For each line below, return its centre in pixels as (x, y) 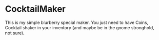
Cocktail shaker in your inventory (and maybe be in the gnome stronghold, (80, 27)
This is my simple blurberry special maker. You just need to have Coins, (77, 22)
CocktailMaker (35, 9)
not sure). (15, 33)
